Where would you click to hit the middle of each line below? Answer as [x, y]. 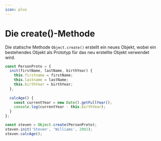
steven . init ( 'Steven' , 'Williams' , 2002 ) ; [49, 129]
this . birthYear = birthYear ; [43, 85]
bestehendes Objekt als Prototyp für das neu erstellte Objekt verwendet [77, 52]
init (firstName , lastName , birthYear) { [51, 71]
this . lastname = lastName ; [41, 80]
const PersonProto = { [28, 66]
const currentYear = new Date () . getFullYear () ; [63, 103]
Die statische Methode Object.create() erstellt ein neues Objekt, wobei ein [80, 47]
